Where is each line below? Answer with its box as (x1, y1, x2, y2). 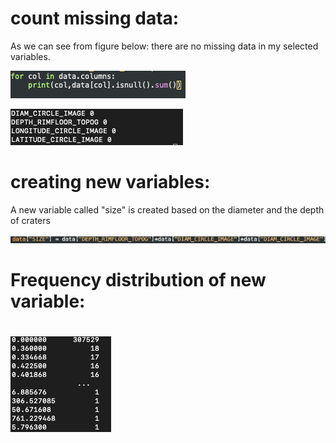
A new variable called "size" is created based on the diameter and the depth (10, 203, 325, 216)
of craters (10, 214, 51, 226)
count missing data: (10, 7, 180, 30)
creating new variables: (10, 171, 211, 194)
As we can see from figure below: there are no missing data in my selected (10, 40, 319, 52)
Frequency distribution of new (10, 269, 267, 292)
